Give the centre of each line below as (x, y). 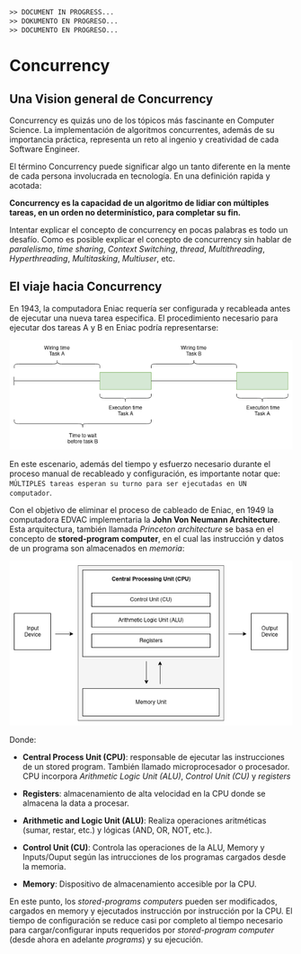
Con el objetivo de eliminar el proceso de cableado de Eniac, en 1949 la (142, 509)
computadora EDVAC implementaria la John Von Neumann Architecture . (145, 519)
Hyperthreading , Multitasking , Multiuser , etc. (92, 258)
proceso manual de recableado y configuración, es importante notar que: (145, 473)
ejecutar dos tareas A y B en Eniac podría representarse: (114, 327)
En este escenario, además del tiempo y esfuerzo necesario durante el (140, 464)
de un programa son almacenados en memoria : (97, 548)
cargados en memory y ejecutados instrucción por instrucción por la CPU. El (151, 911)
